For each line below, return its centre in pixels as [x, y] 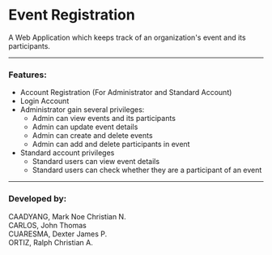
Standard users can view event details [96, 162]
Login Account [45, 101]
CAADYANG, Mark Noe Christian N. [68, 216]
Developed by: [38, 199]
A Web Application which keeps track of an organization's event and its [127, 37]
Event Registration [72, 15]
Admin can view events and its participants [104, 119]
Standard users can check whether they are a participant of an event [147, 170]
